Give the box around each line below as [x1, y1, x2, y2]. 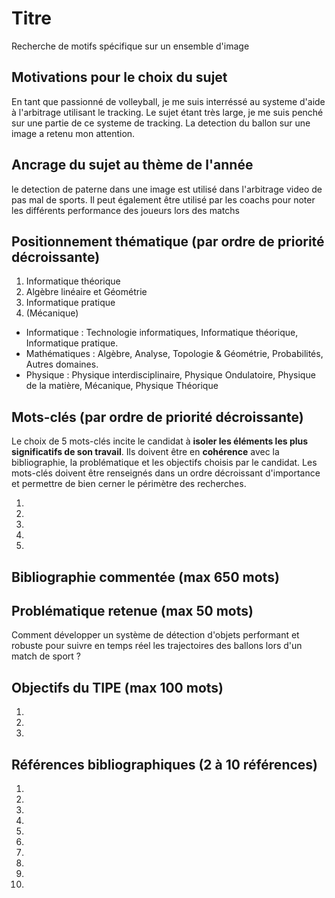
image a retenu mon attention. [11, 127, 136, 139]
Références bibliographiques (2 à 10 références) [11, 756, 318, 773]
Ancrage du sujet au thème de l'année [11, 157, 254, 174]
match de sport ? [11, 650, 81, 662]
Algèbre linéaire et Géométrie [25, 286, 148, 298]
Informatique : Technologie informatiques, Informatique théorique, [25, 327, 299, 339]
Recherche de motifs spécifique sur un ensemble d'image [11, 40, 250, 52]
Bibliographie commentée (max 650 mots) [11, 568, 280, 586]
